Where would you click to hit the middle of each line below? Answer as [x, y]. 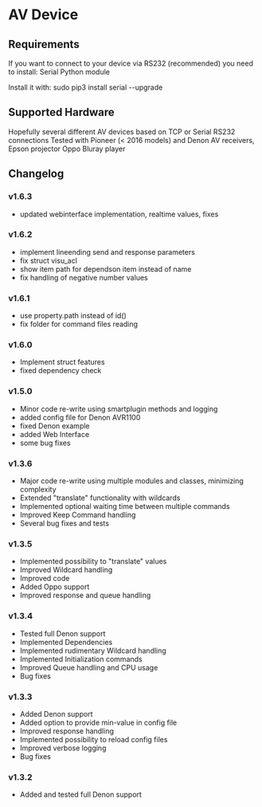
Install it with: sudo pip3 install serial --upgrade [86, 87]
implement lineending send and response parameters [107, 252]
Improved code [45, 578]
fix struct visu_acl [49, 260]
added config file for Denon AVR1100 [80, 417]
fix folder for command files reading [78, 324]
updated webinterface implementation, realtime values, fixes [119, 214]
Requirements [44, 44]
